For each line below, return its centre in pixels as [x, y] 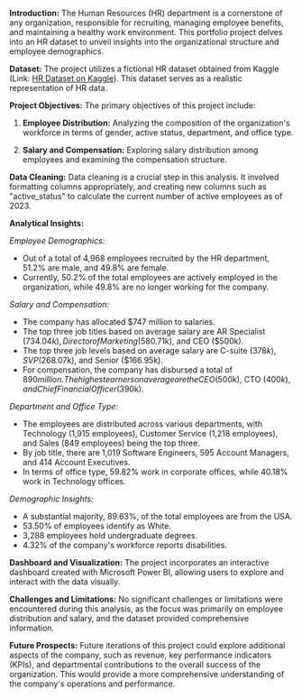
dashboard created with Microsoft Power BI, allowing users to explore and [146, 572]
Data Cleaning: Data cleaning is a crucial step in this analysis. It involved [144, 177]
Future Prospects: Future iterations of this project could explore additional [147, 645]
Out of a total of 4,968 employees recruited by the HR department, [146, 258]
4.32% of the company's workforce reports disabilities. [125, 545]
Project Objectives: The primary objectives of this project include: [133, 106]
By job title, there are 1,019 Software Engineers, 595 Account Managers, [156, 453]
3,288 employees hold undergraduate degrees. [110, 535]
